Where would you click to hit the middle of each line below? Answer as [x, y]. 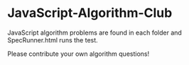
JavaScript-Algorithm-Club [90, 13]
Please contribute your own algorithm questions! [79, 54]
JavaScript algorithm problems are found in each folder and [95, 32]
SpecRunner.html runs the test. [53, 40]
